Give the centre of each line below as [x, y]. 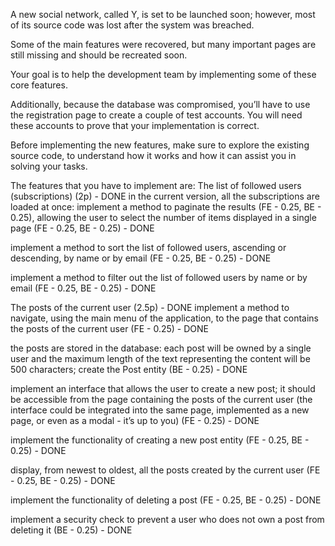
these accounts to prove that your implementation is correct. [135, 125]
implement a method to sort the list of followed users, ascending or [148, 247]
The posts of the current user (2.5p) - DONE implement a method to [150, 307]
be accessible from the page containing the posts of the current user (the [161, 399]
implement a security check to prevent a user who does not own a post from [167, 519]
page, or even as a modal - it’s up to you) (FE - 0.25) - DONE [135, 420]
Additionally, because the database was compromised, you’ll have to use [160, 104]
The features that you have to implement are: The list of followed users [156, 185]
